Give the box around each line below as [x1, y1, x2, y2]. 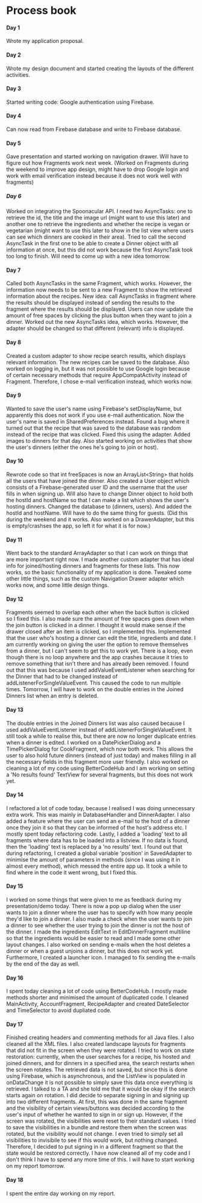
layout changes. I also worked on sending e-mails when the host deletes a [6, 941, 191, 948]
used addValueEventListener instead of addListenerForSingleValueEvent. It [6, 726, 192, 733]
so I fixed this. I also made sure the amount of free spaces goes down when [6, 615, 195, 622]
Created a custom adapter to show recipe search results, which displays [6, 352, 186, 360]
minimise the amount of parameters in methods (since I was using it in [6, 856, 181, 863]
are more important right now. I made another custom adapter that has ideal [6, 556, 195, 563]
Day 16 [6, 974, 24, 981]
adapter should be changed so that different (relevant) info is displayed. [6, 324, 185, 332]
